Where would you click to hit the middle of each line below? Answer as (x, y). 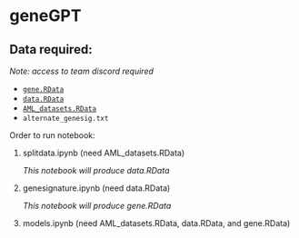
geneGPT (45, 16)
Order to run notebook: (52, 135)
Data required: (51, 50)
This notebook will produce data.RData (96, 170)
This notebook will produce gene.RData (97, 206)
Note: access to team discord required (82, 71)
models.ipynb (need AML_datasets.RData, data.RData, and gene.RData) (156, 223)
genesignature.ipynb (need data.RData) (96, 188)
